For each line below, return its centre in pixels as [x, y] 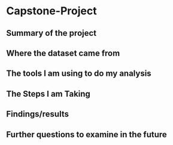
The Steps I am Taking [48, 94]
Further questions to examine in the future [87, 135]
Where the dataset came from [63, 53]
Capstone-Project [51, 11]
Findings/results [37, 114]
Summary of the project [51, 33]
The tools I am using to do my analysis [79, 74]
